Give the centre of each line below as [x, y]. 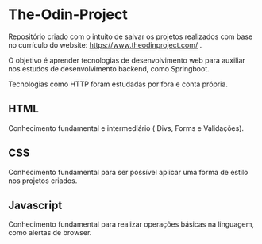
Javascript [35, 205]
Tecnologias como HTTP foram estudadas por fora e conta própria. [118, 84]
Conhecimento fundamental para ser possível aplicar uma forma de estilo [128, 172]
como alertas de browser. [50, 233]
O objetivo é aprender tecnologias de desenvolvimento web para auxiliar [127, 60]
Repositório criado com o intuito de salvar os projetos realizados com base [131, 36]
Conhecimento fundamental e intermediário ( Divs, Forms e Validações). [126, 128]
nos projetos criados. [43, 181]
